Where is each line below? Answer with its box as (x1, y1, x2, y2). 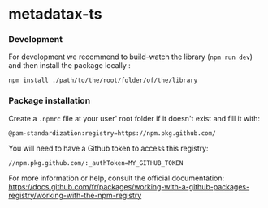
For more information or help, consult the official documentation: (8, 173, 225, 183)
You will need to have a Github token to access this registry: (8, 143, 209, 153)
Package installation (8, 95, 91, 106)
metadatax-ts (8, 5, 102, 23)
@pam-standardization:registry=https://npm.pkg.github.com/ (8, 129, 217, 138)
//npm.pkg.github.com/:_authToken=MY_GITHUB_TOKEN (8, 159, 184, 167)
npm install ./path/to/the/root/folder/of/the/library (8, 76, 198, 85)
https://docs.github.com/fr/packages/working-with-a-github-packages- (8, 181, 250, 191)
